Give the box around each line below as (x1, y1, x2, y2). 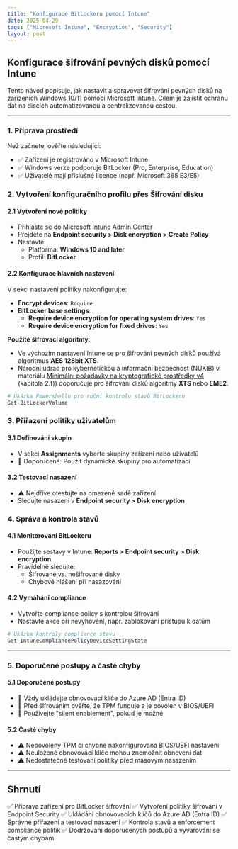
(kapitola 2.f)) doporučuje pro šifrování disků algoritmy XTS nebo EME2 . (17, 378, 229, 387)
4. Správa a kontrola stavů (7, 514, 99, 524)
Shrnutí (7, 783, 41, 795)
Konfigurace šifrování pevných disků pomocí (7, 56, 210, 68)
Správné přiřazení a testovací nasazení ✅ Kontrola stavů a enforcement (7, 818, 215, 826)
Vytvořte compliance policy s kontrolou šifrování (17, 609, 159, 618)
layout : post (7, 30, 46, 38)
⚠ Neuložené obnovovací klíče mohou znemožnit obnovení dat (17, 748, 203, 757)
